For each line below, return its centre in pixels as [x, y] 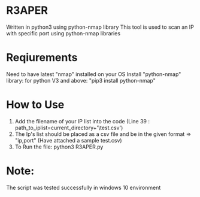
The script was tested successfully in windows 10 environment [84, 187]
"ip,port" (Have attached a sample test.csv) [68, 140]
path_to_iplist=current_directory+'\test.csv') [69, 128]
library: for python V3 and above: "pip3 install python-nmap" [81, 80]
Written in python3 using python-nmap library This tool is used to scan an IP [100, 27]
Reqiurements [42, 58]
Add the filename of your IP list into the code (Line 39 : [82, 121]
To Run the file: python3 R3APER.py [59, 147]
